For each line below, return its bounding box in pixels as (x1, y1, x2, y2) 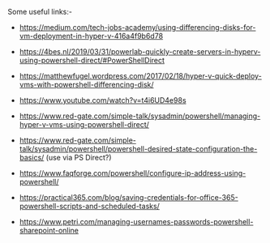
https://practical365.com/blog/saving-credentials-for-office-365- (19, 193, 238, 202)
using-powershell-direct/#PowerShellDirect (19, 56, 165, 65)
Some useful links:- (7, 7, 72, 16)
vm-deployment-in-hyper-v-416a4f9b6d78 (19, 32, 164, 40)
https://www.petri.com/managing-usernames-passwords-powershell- (19, 217, 254, 226)
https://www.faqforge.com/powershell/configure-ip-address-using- (19, 168, 246, 177)
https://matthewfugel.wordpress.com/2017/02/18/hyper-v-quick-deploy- (19, 71, 263, 80)
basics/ (19, 153, 45, 162)
